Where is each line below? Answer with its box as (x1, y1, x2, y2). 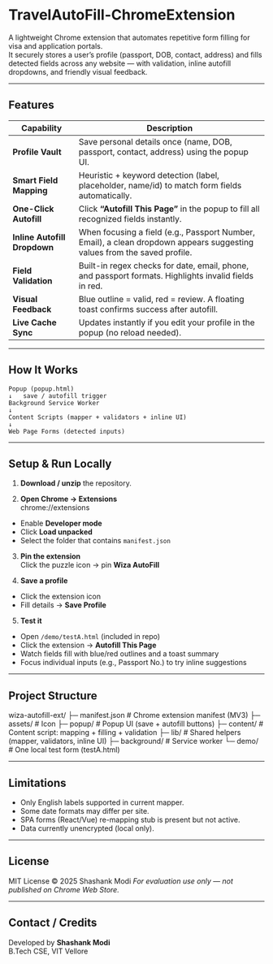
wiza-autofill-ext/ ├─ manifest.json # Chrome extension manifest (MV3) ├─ (8, 711, 261, 720)
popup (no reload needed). (78, 326, 181, 338)
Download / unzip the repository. (19, 478, 132, 488)
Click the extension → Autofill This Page (19, 640, 157, 651)
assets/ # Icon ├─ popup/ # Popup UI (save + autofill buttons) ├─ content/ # (8, 719, 264, 728)
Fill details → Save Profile (19, 600, 107, 610)
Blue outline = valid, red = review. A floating (78, 293, 245, 305)
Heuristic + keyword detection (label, (78, 169, 219, 180)
